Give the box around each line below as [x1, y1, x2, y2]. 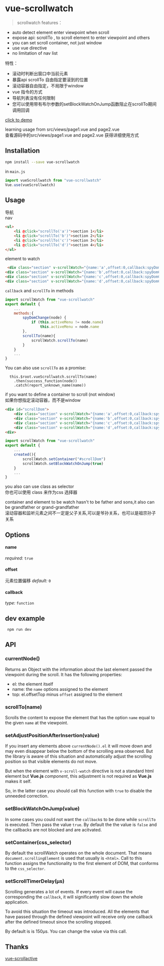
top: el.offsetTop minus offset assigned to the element [12, 691, 123, 697]
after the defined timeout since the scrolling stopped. [5, 919, 112, 925]
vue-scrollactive [5, 955, 38, 961]
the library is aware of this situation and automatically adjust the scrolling [5, 753, 152, 759]
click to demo [5, 117, 33, 122]
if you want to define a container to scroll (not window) [5, 391, 116, 398]
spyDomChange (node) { [22, 315, 67, 320]
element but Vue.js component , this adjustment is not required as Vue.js [5, 773, 152, 779]
